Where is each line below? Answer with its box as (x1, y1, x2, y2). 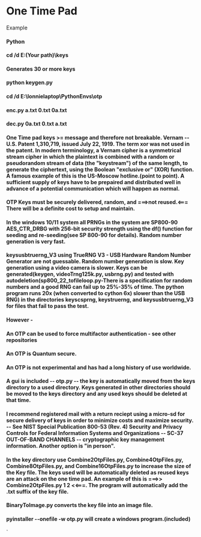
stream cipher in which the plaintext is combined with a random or (6, 153, 175, 160)
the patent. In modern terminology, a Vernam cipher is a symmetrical (6, 146, 181, 154)
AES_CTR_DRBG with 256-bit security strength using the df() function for (6, 225, 193, 232)
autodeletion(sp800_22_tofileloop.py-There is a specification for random (6, 277, 193, 284)
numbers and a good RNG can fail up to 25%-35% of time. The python (6, 283, 184, 290)
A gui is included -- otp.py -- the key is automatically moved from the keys (6, 377, 196, 385)
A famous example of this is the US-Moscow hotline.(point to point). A (6, 172, 185, 179)
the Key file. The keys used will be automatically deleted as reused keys (6, 469, 189, 476)
